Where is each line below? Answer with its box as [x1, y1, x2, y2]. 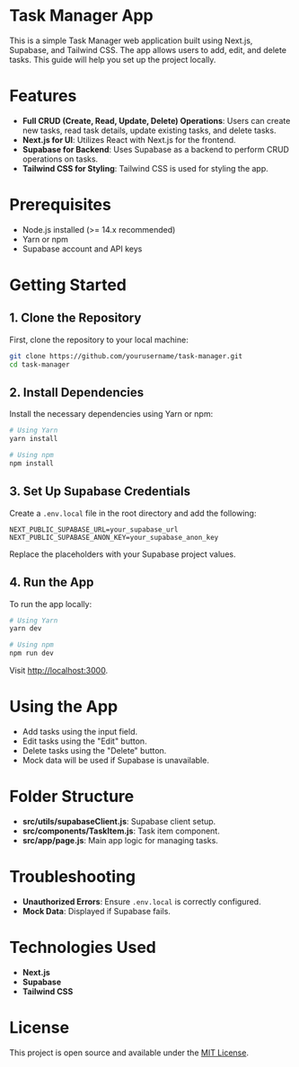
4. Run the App [9, 575, 94, 590]
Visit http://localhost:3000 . [9, 666, 109, 675]
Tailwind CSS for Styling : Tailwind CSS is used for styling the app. [22, 163, 269, 173]
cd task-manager [9, 360, 70, 369]
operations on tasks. [22, 154, 99, 164]
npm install [9, 459, 54, 468]
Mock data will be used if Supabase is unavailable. [22, 754, 209, 765]
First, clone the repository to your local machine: [9, 334, 189, 345]
